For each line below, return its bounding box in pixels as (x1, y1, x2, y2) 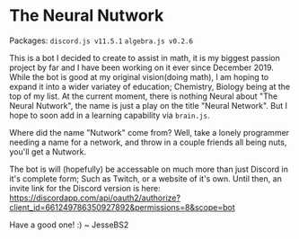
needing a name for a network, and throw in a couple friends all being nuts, (9, 137, 287, 147)
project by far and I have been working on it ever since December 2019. (9, 62, 274, 73)
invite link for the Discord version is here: (9, 182, 161, 193)
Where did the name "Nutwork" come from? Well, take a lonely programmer (9, 127, 290, 137)
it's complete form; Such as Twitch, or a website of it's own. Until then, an (9, 173, 283, 184)
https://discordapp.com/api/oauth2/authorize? (9, 192, 181, 203)
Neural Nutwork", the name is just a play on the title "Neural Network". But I (9, 100, 288, 111)
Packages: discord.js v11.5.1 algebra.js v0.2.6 (9, 35, 193, 46)
